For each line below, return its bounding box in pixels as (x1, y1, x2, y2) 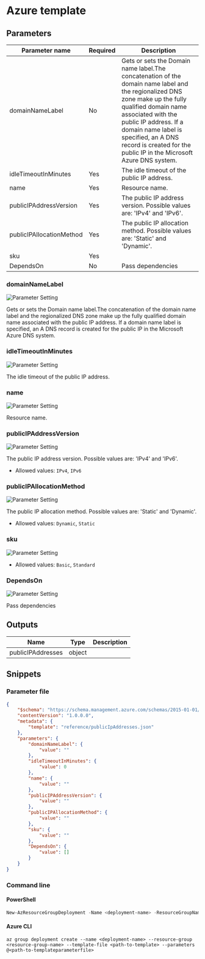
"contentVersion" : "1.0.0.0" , (17, 713, 95, 719)
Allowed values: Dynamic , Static (15, 520, 96, 527)
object (68, 648, 87, 656)
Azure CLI (6, 923, 32, 930)
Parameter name (21, 47, 71, 55)
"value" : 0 (38, 764, 67, 770)
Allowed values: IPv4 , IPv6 (15, 467, 82, 475)
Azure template (6, 4, 87, 18)
